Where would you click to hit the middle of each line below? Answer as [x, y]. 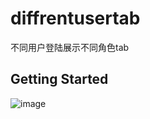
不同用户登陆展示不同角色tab [70, 47]
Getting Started [59, 79]
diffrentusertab [75, 18]
